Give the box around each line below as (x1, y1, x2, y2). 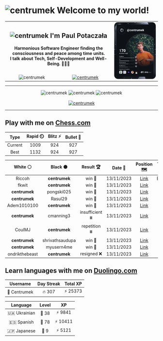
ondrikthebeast (7, 251, 38, 257)
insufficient (80, 209, 103, 215)
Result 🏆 (81, 164, 101, 170)
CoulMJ (15, 227, 31, 233)
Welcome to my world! (56, 5, 149, 16)
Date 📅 (112, 165, 126, 170)
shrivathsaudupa (42, 237, 76, 243)
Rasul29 (50, 196, 68, 202)
